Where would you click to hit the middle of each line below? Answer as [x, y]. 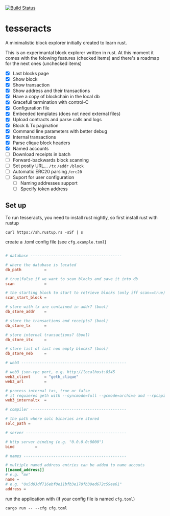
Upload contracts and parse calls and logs [57, 120]
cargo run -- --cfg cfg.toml [36, 508]
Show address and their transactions [51, 91]
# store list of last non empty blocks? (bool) [57, 349]
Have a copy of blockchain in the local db [56, 97]
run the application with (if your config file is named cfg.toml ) [70, 499]
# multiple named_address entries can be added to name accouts [75, 465]
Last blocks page [31, 73]
